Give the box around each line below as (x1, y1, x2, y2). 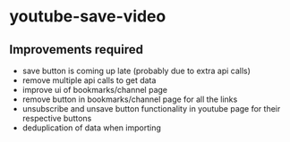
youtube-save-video (9, 6, 166, 27)
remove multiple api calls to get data (21, 75, 157, 86)
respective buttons (21, 113, 92, 123)
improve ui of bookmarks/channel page (21, 85, 168, 95)
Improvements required (9, 42, 143, 57)
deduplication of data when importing (21, 122, 161, 133)
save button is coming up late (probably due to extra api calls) (21, 65, 251, 76)
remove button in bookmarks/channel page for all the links (21, 94, 238, 104)
